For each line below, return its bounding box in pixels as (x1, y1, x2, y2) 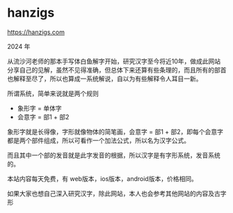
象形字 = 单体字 (17, 104, 62, 112)
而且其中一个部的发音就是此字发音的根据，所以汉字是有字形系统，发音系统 (7, 151, 220, 159)
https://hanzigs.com (7, 28, 65, 36)
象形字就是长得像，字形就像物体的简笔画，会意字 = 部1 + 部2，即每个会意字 (7, 127, 224, 136)
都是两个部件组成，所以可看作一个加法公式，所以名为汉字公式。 (7, 136, 190, 144)
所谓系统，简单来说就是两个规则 (7, 89, 99, 97)
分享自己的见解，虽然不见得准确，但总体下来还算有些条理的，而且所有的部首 (7, 65, 227, 74)
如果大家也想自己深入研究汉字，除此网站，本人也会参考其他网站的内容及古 (7, 189, 220, 198)
